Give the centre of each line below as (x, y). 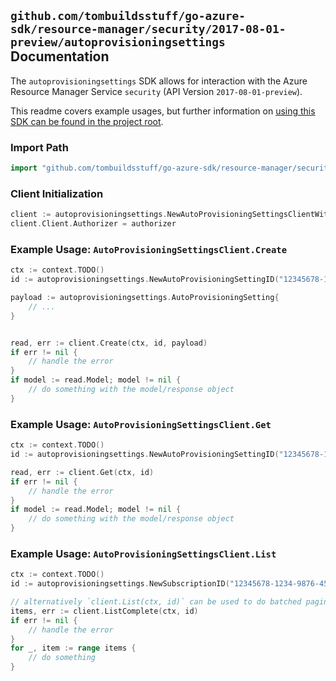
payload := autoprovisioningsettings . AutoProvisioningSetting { (145, 298)
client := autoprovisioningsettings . (89, 215)
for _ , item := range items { (73, 648)
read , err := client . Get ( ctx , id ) (82, 472)
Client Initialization (57, 193)
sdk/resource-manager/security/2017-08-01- (148, 29)
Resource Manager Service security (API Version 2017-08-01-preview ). (156, 91)
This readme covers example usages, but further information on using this (163, 111)
